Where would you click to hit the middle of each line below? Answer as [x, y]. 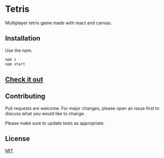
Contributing [25, 96]
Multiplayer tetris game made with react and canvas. [59, 23]
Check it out [24, 79]
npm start [15, 64]
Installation [23, 38]
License [18, 139]
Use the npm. [19, 50]
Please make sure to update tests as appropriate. [55, 123]
